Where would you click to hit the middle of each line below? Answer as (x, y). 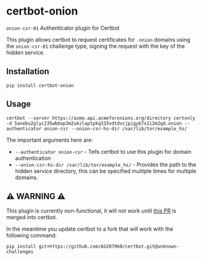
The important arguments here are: (50, 140)
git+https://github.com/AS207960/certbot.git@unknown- (109, 246)
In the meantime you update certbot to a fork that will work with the (90, 229)
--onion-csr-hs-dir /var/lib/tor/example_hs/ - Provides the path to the (106, 164)
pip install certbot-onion (40, 85)
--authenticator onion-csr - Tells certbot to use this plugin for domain (103, 151)
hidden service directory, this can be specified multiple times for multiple (106, 171)
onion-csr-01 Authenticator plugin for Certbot (63, 28)
